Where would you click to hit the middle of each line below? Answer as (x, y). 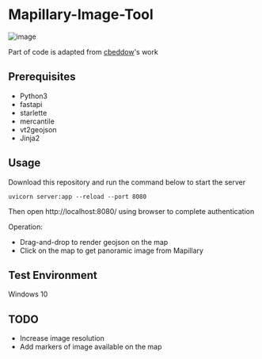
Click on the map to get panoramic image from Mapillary (112, 250)
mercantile (37, 121)
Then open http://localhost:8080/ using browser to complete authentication (131, 211)
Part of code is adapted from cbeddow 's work (83, 52)
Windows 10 (28, 294)
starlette (33, 113)
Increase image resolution (62, 338)
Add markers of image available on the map (91, 347)
